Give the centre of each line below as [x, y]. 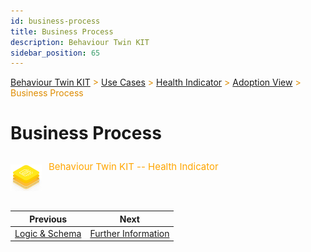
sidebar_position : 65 [55, 53]
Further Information [129, 233]
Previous [48, 219]
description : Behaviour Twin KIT [80, 42]
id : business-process [55, 21]
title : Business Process [62, 31]
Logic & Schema [48, 233]
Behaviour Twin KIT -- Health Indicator [133, 167]
